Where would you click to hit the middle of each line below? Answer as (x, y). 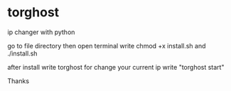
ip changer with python (41, 32)
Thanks (18, 81)
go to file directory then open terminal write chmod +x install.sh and (107, 45)
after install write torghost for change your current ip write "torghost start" (116, 67)
